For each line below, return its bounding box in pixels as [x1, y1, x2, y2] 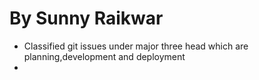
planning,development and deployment [23, 50, 186, 62]
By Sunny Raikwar [9, 7, 164, 30]
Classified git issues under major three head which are [23, 40, 249, 52]
